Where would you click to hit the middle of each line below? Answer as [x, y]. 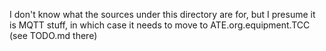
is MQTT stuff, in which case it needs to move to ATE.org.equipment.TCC [160, 25]
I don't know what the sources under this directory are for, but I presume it [162, 14]
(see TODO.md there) [53, 35]
